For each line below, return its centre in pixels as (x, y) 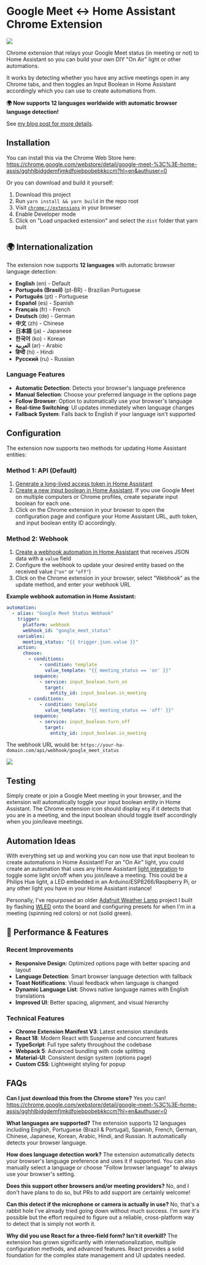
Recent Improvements (40, 950)
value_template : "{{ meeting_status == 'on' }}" (108, 670)
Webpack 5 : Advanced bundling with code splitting (80, 1051)
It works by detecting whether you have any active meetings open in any (98, 77)
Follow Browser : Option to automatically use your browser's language (104, 401)
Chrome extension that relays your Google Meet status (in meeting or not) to (103, 53)
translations (30, 996)
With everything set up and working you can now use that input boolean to (101, 856)
